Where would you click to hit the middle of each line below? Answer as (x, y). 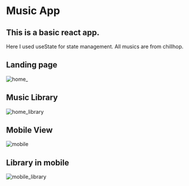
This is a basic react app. (53, 33)
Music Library (32, 98)
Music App (33, 11)
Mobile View (29, 130)
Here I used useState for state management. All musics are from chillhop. (95, 46)
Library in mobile (38, 163)
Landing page (32, 65)
